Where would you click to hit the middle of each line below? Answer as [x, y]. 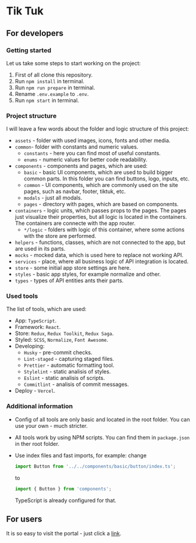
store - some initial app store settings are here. [73, 268]
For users [24, 519]
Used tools [22, 296]
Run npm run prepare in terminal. [55, 88]
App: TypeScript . [36, 321]
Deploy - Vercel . [35, 391]
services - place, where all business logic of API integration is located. [102, 261]
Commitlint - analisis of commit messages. [76, 384]
